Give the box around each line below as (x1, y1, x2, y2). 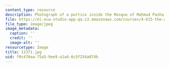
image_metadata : (5, 26, 39, 31)
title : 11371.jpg (5, 49, 42, 54)
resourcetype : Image (5, 45, 49, 50)
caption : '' (10, 31, 35, 36)
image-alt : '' (10, 40, 39, 45)
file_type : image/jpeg (5, 21, 53, 27)
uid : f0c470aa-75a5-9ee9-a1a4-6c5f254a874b (5, 54, 99, 59)
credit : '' (10, 36, 33, 41)
